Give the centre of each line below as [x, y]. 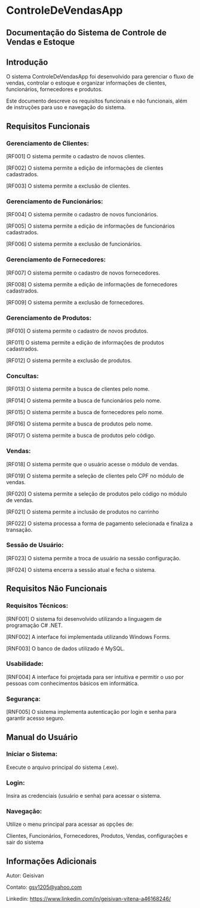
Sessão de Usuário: [35, 545]
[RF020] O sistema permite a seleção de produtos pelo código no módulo [97, 494]
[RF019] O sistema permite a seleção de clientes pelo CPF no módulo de [95, 476]
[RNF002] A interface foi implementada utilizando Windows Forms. [89, 636]
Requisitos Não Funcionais [57, 589]
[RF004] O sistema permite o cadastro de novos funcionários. [82, 215]
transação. [19, 530]
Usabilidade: [25, 664]
